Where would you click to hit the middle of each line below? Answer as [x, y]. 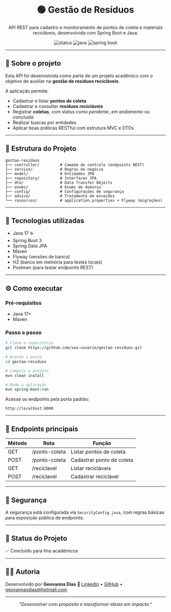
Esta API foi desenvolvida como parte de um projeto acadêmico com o [79, 76]
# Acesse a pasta [24, 357]
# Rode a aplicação [26, 385]
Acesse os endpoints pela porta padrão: [47, 399]
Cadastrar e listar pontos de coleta [49, 101]
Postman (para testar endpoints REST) [53, 268]
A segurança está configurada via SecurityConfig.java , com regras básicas [85, 512]
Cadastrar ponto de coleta [102, 460]
